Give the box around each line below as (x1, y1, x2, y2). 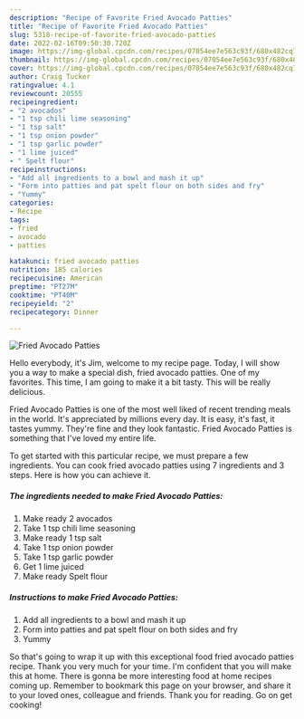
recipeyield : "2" (9, 299, 75, 308)
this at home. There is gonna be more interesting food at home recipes (9, 671, 272, 682)
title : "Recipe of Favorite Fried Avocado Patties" (9, 22, 208, 31)
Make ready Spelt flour (22, 571, 109, 582)
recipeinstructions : (9, 165, 88, 174)
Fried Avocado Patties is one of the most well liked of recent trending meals (9, 404, 291, 415)
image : (9, 47, 34, 56)
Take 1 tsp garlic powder (22, 551, 114, 562)
